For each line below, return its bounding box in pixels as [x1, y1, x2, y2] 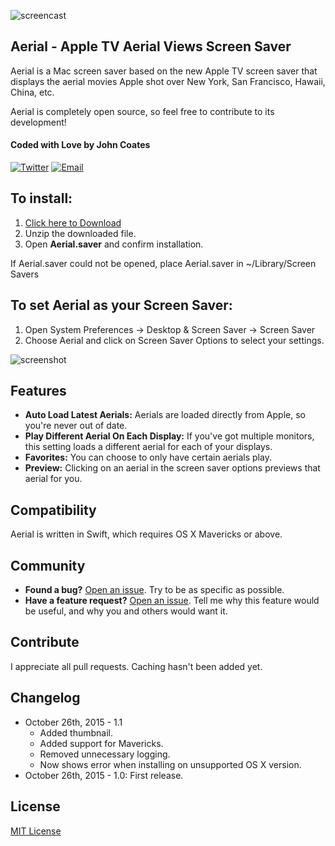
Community [10, 557, 86, 574]
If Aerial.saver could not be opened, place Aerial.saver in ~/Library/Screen [10, 257, 317, 269]
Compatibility [10, 501, 97, 519]
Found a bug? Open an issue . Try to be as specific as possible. [24, 584, 285, 596]
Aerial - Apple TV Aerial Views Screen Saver [10, 38, 292, 55]
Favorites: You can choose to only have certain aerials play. [24, 451, 272, 464]
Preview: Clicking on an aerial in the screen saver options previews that [24, 462, 321, 474]
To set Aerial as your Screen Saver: [10, 297, 233, 314]
